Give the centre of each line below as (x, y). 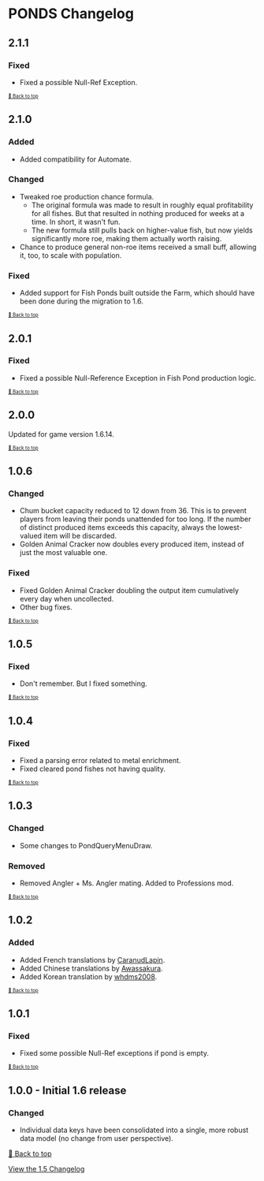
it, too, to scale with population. (71, 255)
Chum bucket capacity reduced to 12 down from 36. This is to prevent (133, 511)
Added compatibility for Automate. (75, 159)
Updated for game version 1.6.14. (61, 434)
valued (30, 536)
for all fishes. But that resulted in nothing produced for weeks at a (138, 213)
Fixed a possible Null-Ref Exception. (78, 82)
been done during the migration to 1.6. (81, 301)
